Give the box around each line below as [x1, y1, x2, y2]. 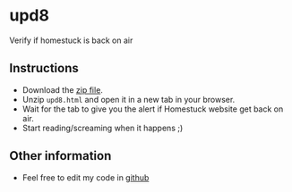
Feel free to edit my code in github [21, 171, 150, 183]
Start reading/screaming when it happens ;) [21, 122, 184, 133]
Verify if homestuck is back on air [9, 35, 133, 46]
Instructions [9, 61, 79, 76]
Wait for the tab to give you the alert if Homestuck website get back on [21, 104, 284, 114]
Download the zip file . [21, 84, 103, 95]
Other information [9, 148, 112, 163]
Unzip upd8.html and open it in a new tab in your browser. [21, 94, 236, 104]
